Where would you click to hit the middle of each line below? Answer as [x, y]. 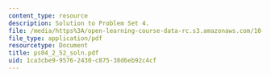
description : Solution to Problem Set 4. [79, 23]
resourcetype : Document [48, 46]
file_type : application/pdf [56, 38]
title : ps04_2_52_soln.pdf [54, 53]
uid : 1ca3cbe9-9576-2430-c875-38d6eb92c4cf [83, 61]
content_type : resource [48, 16]
